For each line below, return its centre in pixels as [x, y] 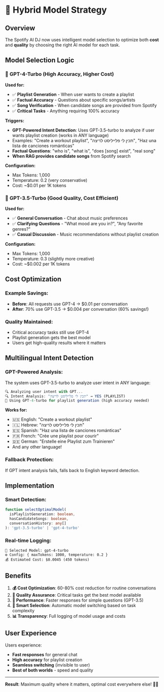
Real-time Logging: [28, 541]
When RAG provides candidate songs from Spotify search [71, 156]
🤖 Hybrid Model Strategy [56, 10]
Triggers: [15, 120]
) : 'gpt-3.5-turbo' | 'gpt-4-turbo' [42, 528]
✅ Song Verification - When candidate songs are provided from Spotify [84, 105]
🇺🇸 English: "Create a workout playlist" [52, 419]
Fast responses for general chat [45, 654]
